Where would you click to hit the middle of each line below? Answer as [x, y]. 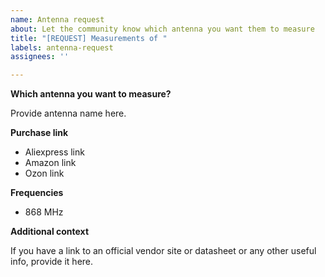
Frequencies [37, 193]
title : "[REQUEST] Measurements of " [89, 38]
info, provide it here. [52, 262]
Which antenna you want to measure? [91, 94]
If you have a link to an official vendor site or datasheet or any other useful [163, 251]
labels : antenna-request [62, 47]
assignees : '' [40, 57]
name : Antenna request [57, 19]
